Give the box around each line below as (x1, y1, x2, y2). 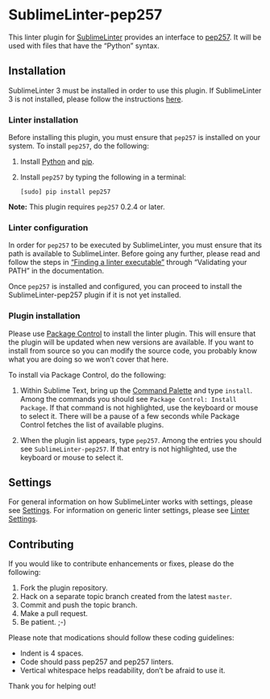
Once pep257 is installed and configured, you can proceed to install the (8, 282, 243, 292)
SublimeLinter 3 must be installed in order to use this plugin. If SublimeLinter (8, 85, 262, 95)
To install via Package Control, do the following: (8, 370, 167, 379)
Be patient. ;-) (19, 618, 67, 627)
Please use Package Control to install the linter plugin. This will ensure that (8, 329, 256, 338)
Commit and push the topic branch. (19, 600, 138, 610)
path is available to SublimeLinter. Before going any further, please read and (8, 249, 260, 259)
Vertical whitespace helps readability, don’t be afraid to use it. (19, 666, 226, 676)
